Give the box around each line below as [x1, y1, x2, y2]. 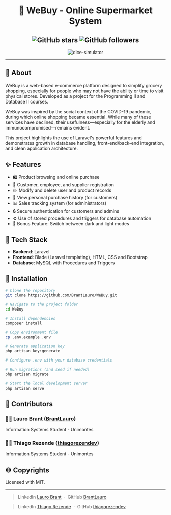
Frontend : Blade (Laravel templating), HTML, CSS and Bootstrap [12, 254, 148, 261]
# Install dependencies [5, 316, 56, 321]
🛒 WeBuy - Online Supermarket [18, 5, 153, 16]
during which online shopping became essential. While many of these [5, 114, 151, 120]
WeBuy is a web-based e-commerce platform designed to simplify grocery [5, 82, 162, 88]
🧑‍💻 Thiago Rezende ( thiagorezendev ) [5, 439, 99, 446]
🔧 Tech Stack [5, 236, 48, 244]
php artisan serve [5, 385, 44, 391]
